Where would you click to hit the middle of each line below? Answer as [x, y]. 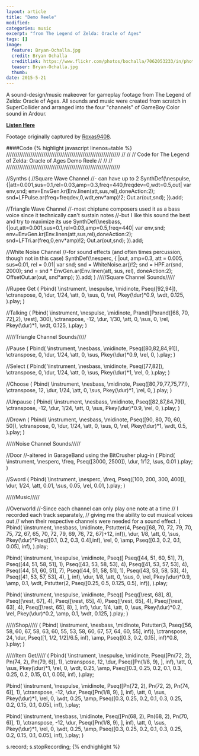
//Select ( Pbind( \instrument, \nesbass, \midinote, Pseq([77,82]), [85, 366]
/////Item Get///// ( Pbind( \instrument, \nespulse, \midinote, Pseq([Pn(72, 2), [99, 656]
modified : [18, 23]
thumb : [20, 72]
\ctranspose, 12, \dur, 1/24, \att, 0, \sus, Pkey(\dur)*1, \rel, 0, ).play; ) [89, 390]
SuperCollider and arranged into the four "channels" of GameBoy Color [93, 107]
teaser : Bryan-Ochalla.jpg [45, 67]
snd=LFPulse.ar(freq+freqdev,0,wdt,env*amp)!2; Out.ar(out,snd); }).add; [95, 198]
